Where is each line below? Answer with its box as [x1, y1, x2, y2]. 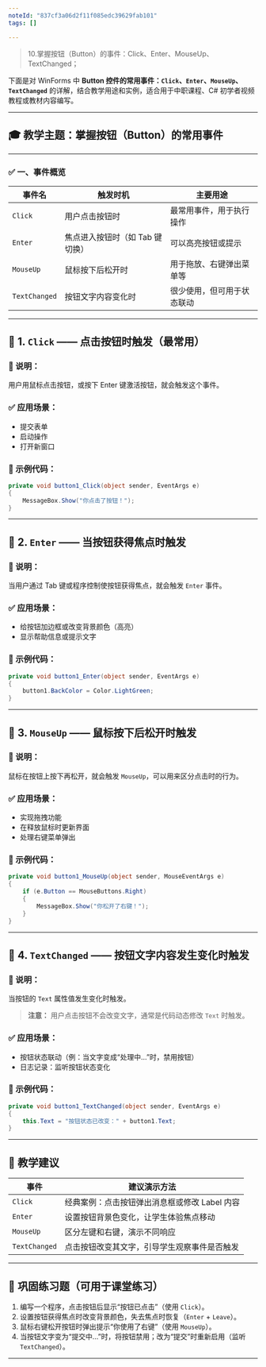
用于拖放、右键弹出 [169, 258, 242, 269]
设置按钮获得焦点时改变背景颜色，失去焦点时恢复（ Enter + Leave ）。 [19, 1311, 241, 1321]
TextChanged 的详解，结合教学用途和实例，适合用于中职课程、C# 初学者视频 [8, 85, 255, 95]
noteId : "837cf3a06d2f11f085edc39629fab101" [8, 11, 158, 20]
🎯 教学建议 [8, 1156, 59, 1169]
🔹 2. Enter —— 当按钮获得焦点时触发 [8, 535, 186, 549]
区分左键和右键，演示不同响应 [64, 1226, 177, 1238]
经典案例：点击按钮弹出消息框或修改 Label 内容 [64, 1197, 240, 1208]
